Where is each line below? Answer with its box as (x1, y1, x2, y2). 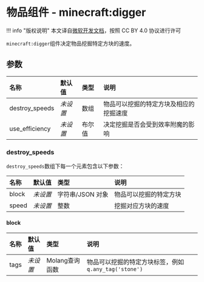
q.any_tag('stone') (87, 266, 143, 273)
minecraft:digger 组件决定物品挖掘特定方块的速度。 (6, 40, 135, 47)
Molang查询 (46, 256, 80, 265)
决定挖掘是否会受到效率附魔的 (103, 120, 189, 128)
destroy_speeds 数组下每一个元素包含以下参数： (6, 162, 124, 170)
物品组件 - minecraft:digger (6, 5, 146, 19)
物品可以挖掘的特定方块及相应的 (103, 100, 195, 108)
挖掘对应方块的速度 (114, 202, 169, 210)
